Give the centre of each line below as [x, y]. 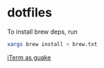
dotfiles [30, 13]
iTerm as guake [29, 57]
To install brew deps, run [42, 32]
